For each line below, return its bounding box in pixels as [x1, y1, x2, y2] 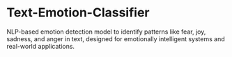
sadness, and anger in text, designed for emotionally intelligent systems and [6, 34, 226, 43]
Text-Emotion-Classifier [6, 5, 150, 21]
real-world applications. [6, 42, 75, 50]
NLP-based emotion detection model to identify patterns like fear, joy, [6, 27, 206, 36]
